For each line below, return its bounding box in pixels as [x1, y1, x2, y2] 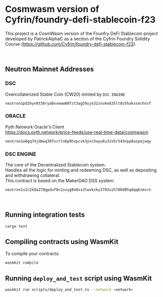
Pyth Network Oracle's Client [5, 124, 64, 130]
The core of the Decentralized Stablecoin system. [5, 161, 106, 167]
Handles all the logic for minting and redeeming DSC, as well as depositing [5, 167, 157, 173]
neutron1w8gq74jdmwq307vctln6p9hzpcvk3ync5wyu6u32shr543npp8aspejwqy [5, 139, 152, 144]
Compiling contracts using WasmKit [5, 237, 119, 246]
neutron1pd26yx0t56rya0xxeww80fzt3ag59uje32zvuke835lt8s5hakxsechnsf [5, 101, 152, 106]
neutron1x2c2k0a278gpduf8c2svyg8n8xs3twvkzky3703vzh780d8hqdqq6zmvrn [5, 187, 152, 192]
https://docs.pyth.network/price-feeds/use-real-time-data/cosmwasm [5, 129, 149, 135]
